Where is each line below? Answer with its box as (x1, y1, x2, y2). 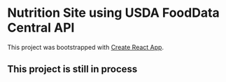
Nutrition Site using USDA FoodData (7, 5, 220, 21)
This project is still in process (7, 63, 138, 75)
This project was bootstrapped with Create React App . (7, 43, 164, 51)
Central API (7, 20, 75, 36)
